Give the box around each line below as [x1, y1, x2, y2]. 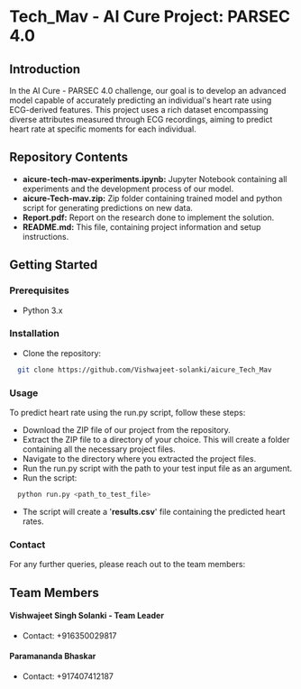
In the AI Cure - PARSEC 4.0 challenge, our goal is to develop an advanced [9, 86, 287, 96]
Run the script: [22, 472, 78, 483]
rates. [22, 516, 44, 527]
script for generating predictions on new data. [22, 202, 194, 213]
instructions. [22, 231, 69, 242]
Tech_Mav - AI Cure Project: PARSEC [9, 6, 291, 27]
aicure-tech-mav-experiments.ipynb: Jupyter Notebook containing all [22, 173, 287, 184]
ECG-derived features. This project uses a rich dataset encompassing [9, 105, 269, 115]
